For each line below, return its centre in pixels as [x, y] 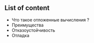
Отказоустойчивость [33, 30]
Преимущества [28, 25]
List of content [27, 8]
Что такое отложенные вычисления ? [50, 20]
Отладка [20, 35]
